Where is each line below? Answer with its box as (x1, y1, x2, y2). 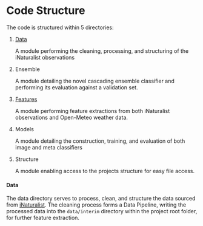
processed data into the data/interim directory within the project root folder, (6, 208, 198, 215)
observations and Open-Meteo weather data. (15, 114, 128, 121)
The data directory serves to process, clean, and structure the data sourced (6, 195, 196, 202)
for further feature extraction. (6, 214, 80, 222)
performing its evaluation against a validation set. (15, 83, 138, 91)
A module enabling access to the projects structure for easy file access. (15, 167, 195, 174)
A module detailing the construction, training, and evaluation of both (15, 137, 185, 145)
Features (15, 95, 38, 103)
